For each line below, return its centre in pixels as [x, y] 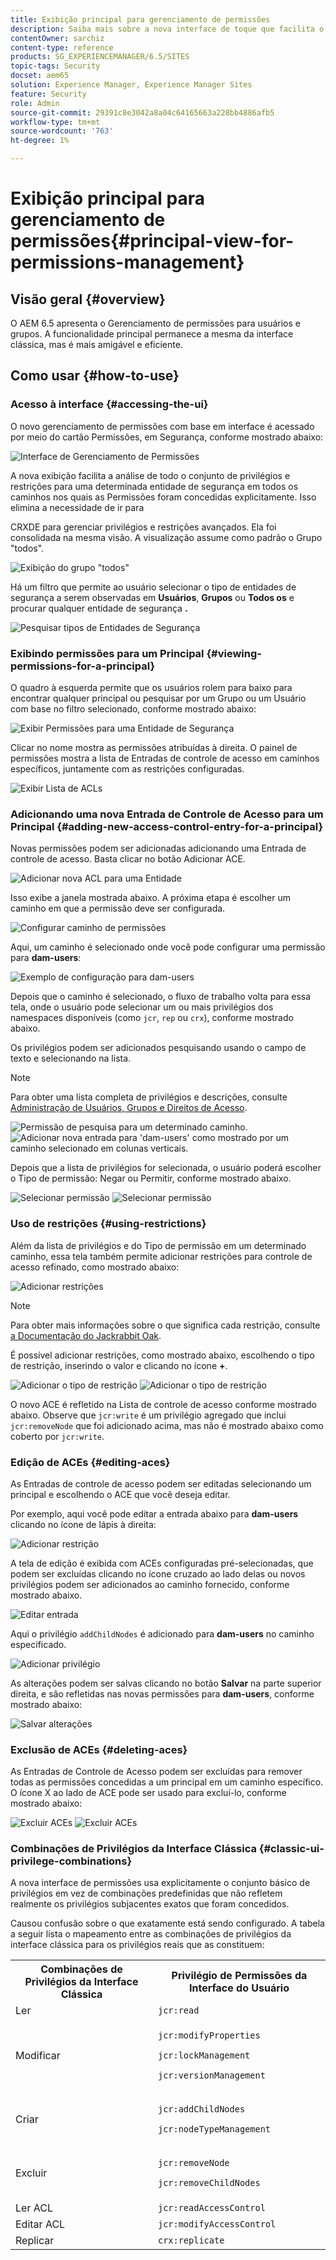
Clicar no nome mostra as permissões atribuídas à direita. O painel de [154, 747]
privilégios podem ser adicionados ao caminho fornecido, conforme [150, 1584]
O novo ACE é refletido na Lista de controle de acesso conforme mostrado [163, 1404]
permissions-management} [127, 262]
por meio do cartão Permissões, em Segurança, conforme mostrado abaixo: [167, 437]
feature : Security [48, 94]
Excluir [31, 2173]
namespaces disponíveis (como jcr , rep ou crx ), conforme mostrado [152, 1018]
